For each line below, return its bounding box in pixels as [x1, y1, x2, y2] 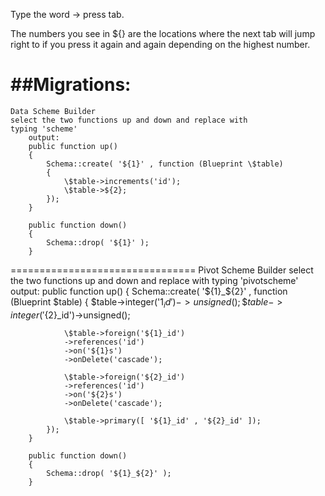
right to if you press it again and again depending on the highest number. [10, 39, 311, 50]
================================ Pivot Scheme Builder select [10, 264, 314, 276]
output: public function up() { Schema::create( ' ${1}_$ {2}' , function [10, 285, 288, 297]
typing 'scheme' [10, 124, 78, 134]
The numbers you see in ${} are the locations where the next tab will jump [10, 28, 316, 39]
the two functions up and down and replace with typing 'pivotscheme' [10, 274, 299, 286]
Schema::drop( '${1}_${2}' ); [46, 468, 172, 478]
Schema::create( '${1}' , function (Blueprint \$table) [46, 159, 284, 169]
